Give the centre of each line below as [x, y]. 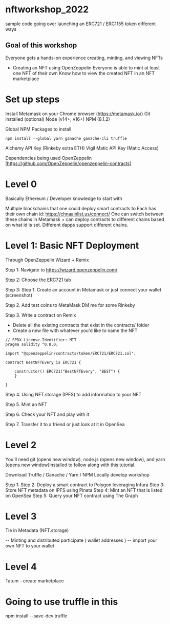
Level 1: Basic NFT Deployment [72, 245]
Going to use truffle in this [62, 602]
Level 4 [21, 567]
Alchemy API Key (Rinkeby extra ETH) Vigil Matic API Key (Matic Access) [82, 148]
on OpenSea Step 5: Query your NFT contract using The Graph [72, 495]
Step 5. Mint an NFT [26, 404]
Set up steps [33, 99]
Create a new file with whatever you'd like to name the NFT [75, 331]
